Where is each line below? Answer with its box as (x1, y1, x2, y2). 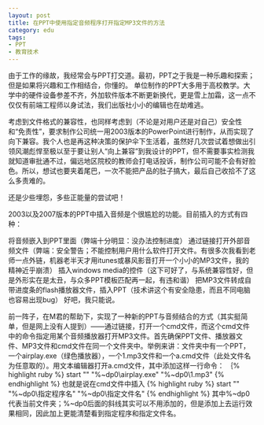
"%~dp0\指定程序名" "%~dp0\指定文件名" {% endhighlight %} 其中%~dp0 (8, 389, 250, 398)
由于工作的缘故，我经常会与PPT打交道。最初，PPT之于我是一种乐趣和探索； (8, 71, 255, 79)
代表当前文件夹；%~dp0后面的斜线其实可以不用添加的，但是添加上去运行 (8, 399, 246, 408)
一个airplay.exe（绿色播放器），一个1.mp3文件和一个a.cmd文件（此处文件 (8, 351, 244, 360)
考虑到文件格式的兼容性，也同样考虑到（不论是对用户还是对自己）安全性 (8, 117, 242, 126)
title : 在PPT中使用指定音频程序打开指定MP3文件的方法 (8, 19, 166, 27)
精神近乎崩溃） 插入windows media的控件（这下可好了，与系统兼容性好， (8, 265, 247, 275)
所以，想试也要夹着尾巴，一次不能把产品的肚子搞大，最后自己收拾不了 (21, 166, 249, 176)
